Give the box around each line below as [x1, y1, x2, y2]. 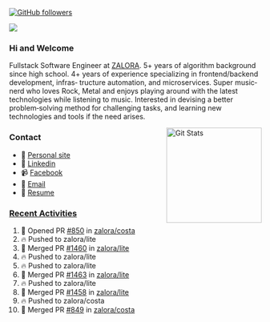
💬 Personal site [20, 150, 71, 159]
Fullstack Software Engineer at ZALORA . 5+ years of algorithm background [9, 61, 256, 70]
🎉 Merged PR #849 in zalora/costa [20, 304, 135, 314]
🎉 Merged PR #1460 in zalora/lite [20, 243, 130, 252]
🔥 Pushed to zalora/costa [20, 296, 105, 305]
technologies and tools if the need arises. [9, 112, 146, 122]
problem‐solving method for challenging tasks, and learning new [9, 103, 223, 113]
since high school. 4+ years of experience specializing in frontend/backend [9, 69, 259, 79]
